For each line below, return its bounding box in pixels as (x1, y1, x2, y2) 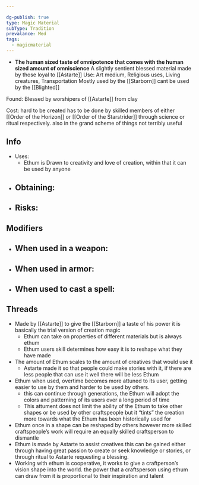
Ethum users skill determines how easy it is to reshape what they (23, 345, 182, 353)
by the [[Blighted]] (14, 84, 60, 91)
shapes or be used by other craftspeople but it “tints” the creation (23, 409, 185, 416)
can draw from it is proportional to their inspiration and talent (14, 472, 164, 479)
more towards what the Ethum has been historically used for (23, 415, 171, 422)
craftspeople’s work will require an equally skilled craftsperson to (14, 428, 174, 435)
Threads (6, 304, 39, 314)
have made (23, 351, 52, 359)
